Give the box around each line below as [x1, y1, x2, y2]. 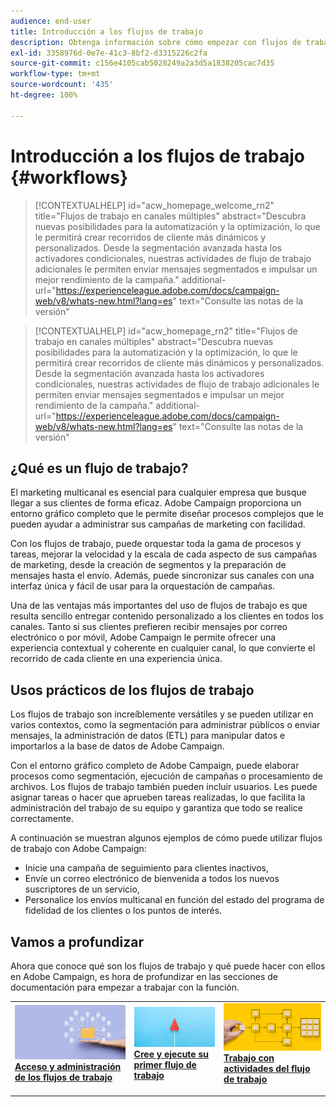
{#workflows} [10, 166, 129, 189]
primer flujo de [133, 1058, 197, 1070]
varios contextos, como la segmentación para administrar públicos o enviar [10, 719, 321, 731]
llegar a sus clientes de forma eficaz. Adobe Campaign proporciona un [10, 497, 302, 509]
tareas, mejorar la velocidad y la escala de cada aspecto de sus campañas [10, 548, 318, 560]
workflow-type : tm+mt [10, 69, 101, 79]
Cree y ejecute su [133, 1048, 209, 1060]
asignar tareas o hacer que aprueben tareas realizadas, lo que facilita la [10, 791, 306, 804]
